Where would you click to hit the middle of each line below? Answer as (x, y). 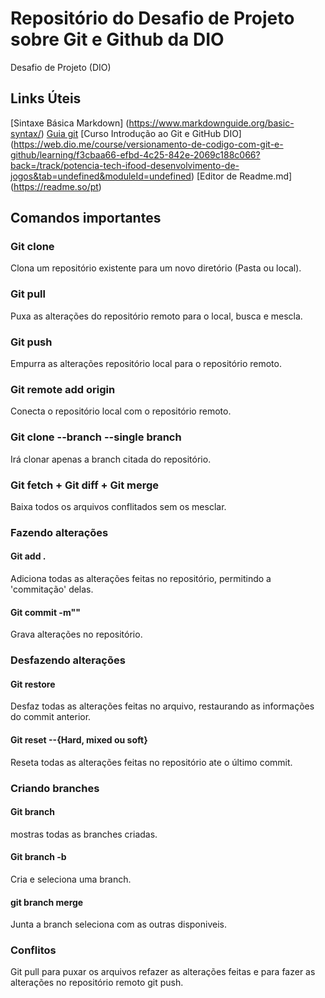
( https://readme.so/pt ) (56, 186)
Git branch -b (38, 857)
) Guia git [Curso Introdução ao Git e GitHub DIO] (141, 133)
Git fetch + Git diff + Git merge (85, 485)
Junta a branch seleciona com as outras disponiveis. (118, 924)
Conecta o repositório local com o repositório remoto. (121, 411)
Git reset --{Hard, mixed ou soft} (79, 739)
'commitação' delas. (52, 589)
